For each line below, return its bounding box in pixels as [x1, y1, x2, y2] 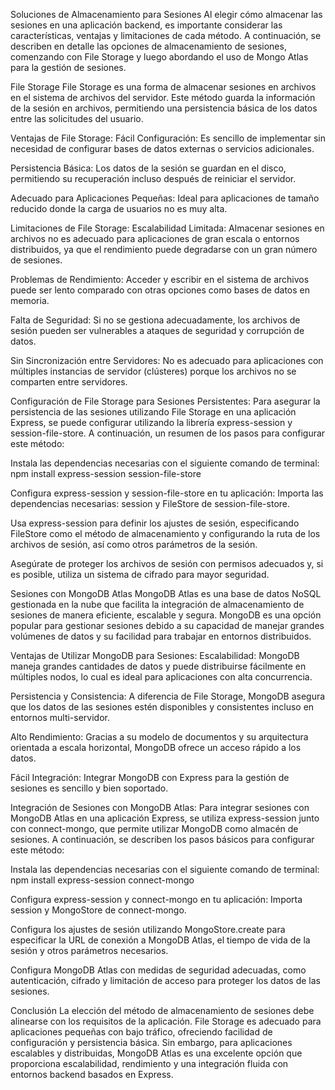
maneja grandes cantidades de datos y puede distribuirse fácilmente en [10, 660, 307, 672]
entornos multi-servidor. [10, 712, 110, 723]
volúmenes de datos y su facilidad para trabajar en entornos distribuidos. [10, 630, 312, 642]
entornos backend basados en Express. [10, 1069, 174, 1080]
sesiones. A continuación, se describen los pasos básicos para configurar [10, 834, 315, 845]
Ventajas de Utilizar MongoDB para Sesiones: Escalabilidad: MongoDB [10, 650, 300, 661]
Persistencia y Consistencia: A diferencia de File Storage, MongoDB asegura [10, 690, 326, 702]
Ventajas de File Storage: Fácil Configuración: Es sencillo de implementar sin [10, 132, 326, 144]
